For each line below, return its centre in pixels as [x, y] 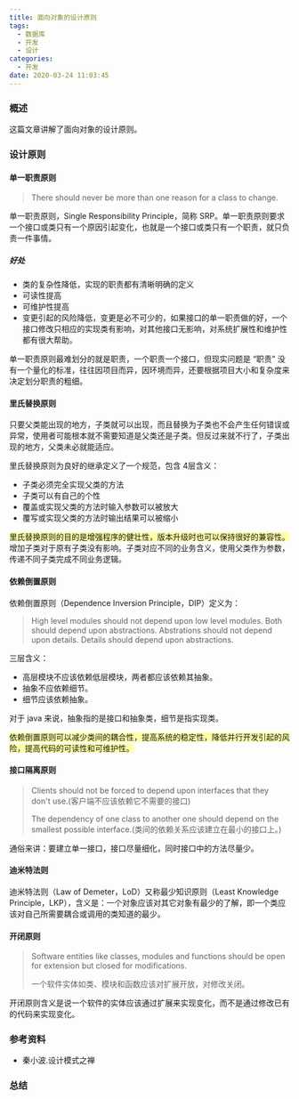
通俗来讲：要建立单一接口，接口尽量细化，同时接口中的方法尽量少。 [134, 848]
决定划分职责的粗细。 [48, 381]
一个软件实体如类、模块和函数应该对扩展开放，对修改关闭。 [140, 984]
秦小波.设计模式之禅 [58, 1061]
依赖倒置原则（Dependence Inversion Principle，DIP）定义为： [125, 602]
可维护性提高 [45, 307]
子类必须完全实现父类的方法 [73, 485]
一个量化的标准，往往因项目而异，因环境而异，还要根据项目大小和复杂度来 [153, 370]
